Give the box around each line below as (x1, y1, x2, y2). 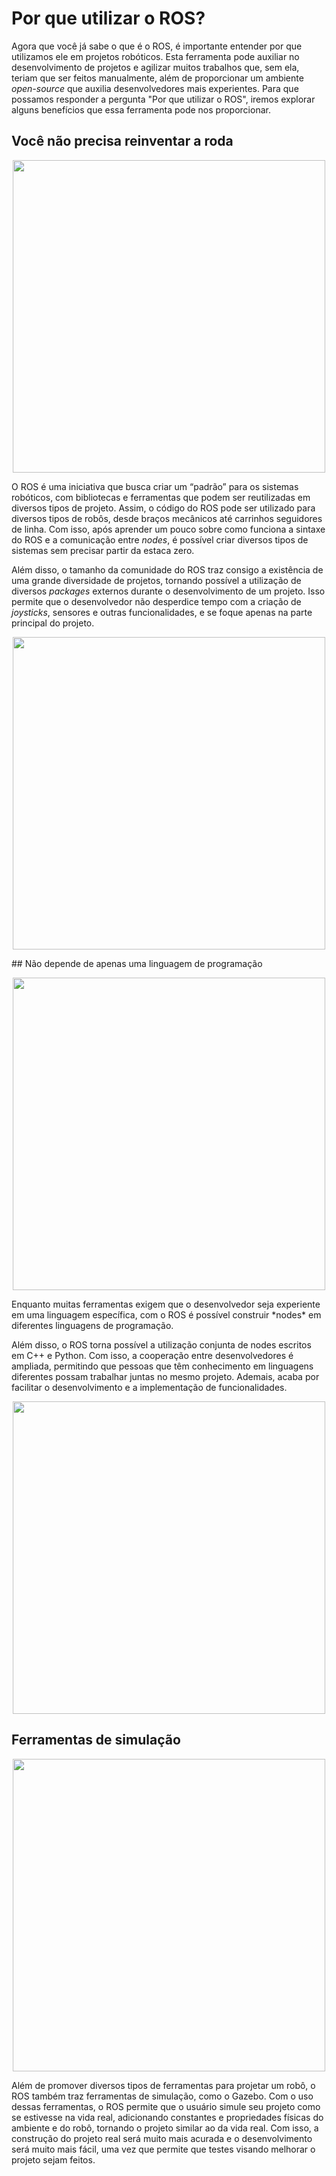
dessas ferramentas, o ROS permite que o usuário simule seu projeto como (11, 2100, 321, 2112)
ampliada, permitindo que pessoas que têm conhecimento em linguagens (11, 1360, 314, 1372)
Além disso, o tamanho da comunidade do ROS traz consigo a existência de (11, 563, 324, 576)
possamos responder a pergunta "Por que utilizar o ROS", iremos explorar (11, 93, 316, 105)
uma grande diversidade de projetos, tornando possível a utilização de (11, 574, 302, 586)
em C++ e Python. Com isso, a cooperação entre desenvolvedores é (11, 1349, 294, 1361)
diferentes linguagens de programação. (11, 1319, 174, 1331)
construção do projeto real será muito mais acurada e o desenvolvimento (11, 2132, 313, 2144)
